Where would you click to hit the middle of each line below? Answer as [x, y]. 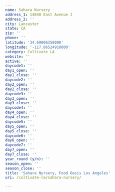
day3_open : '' [20, 98]
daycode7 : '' [19, 145]
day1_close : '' [21, 75]
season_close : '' [23, 168]
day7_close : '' [21, 154]
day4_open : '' [20, 113]
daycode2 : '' [19, 80]
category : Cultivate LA [30, 52]
